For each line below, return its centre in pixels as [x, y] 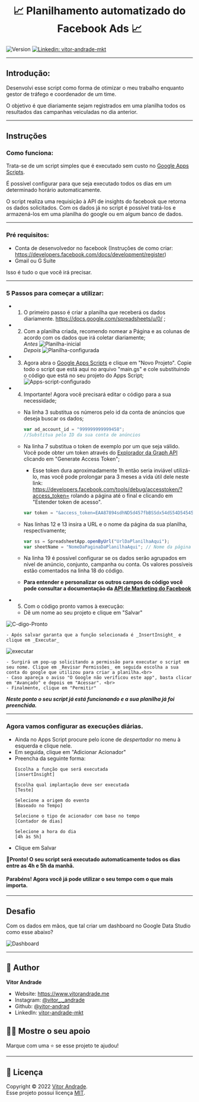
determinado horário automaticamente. [54, 190]
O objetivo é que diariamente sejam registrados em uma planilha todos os [96, 105]
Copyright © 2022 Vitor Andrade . [47, 1087]
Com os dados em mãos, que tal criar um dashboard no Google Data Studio [98, 926]
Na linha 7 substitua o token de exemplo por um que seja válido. [102, 446]
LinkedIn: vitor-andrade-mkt [49, 1012]
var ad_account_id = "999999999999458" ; [74, 430]
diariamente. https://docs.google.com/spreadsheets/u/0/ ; [94, 319]
